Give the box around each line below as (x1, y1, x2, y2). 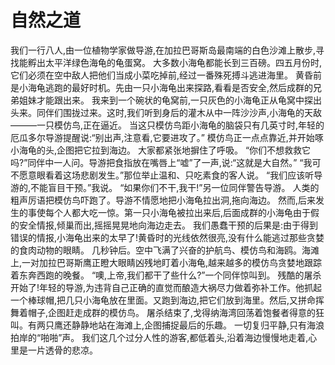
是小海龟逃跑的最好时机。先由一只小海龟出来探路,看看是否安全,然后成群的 (10, 81, 314, 93)
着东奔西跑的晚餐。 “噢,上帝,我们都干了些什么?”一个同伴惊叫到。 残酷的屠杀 (10, 269, 322, 281)
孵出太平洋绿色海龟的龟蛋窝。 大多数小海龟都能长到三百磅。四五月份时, (27, 56, 322, 68)
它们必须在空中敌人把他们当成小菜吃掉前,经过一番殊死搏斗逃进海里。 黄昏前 (10, 69, 322, 81)
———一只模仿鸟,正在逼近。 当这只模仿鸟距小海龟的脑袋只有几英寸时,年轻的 (10, 119, 325, 131)
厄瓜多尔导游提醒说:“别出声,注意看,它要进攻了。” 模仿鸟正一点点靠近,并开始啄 (10, 131, 324, 143)
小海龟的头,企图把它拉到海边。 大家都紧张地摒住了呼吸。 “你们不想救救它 (10, 144, 312, 156)
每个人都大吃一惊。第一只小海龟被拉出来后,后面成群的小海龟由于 (44, 206, 312, 218)
